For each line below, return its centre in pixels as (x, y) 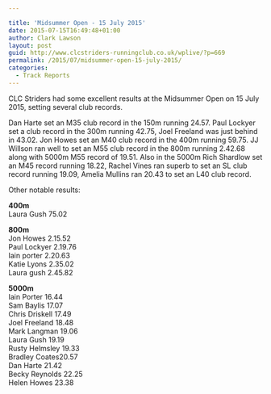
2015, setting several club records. (66, 107)
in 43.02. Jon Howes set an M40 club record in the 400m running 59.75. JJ (133, 140)
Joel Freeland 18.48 (41, 322)
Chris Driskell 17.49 (40, 314)
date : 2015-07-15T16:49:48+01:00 (65, 30)
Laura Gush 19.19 (36, 339)
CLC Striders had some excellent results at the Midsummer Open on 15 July (134, 98)
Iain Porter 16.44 (35, 296)
